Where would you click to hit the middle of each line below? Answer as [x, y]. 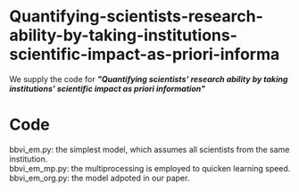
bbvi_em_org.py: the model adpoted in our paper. [100, 178]
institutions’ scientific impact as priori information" [107, 88]
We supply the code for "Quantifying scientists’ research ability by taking [149, 79]
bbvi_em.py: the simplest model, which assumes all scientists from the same [149, 149]
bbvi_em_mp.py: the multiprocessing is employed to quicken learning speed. [150, 168]
